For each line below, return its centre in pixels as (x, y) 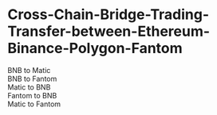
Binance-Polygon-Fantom (95, 48)
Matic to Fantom (34, 104)
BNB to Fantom (32, 79)
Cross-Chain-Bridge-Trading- (108, 15)
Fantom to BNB (32, 95)
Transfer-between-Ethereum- (109, 31)
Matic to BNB (29, 87)
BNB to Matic (29, 70)
